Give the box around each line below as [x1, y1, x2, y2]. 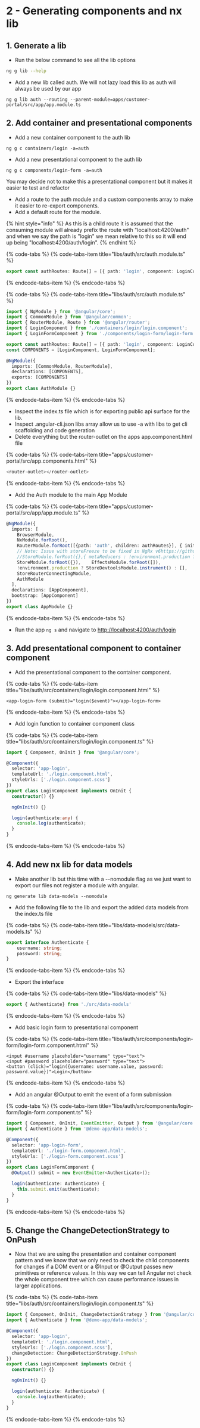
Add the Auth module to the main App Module [14, 491, 127, 498]
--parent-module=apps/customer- [70, 97, 151, 103]
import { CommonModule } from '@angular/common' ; [6, 314, 132, 320]
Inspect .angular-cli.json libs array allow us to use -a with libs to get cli [14, 420, 187, 428]
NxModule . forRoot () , [17, 537, 68, 543]
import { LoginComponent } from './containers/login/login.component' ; [6, 325, 187, 332]
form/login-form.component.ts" [6, 1109, 83, 1116]
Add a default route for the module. [14, 208, 101, 215]
